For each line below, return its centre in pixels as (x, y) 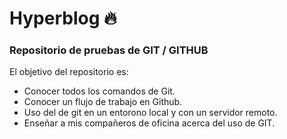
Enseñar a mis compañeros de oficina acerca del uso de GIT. (149, 123)
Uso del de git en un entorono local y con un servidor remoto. (150, 113)
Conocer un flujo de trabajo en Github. (103, 102)
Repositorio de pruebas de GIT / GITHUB (109, 50)
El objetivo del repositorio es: (69, 72)
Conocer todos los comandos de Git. (99, 91)
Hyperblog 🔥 (63, 18)
